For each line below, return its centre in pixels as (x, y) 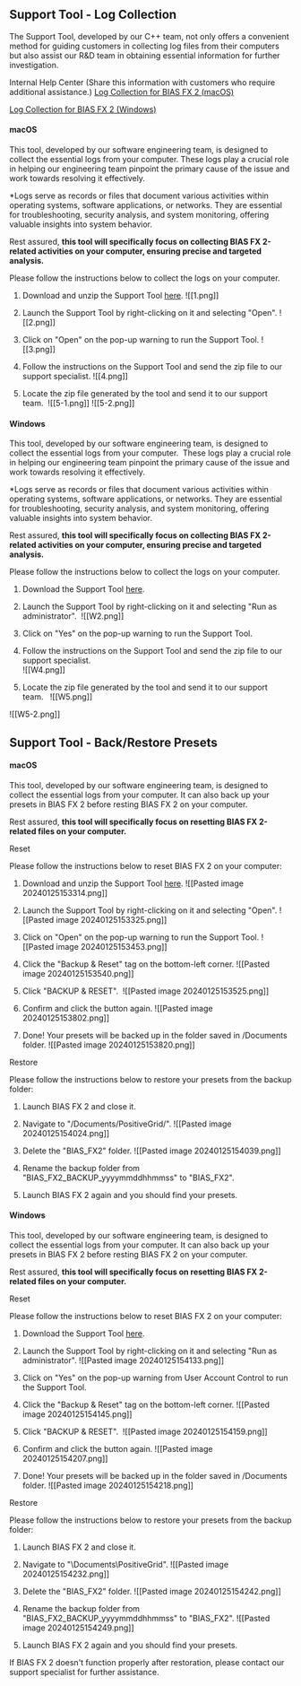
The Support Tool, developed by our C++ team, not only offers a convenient (149, 36)
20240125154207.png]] (65, 1459)
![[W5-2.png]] (35, 714)
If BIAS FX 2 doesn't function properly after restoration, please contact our (147, 1663)
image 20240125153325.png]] (112, 919)
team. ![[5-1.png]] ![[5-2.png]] (78, 404)
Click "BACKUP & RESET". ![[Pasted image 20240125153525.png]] (146, 991)
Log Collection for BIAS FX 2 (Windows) (83, 109)
